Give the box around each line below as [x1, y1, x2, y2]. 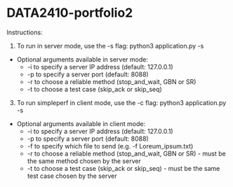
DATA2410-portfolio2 [6, 5, 133, 21]
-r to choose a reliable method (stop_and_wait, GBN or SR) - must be [27, 149, 226, 158]
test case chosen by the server [27, 172, 117, 180]
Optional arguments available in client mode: [16, 119, 145, 127]
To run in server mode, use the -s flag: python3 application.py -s [16, 41, 204, 50]
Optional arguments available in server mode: [16, 55, 149, 64]
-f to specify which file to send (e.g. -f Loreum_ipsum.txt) [27, 141, 194, 150]
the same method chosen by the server [27, 156, 141, 165]
